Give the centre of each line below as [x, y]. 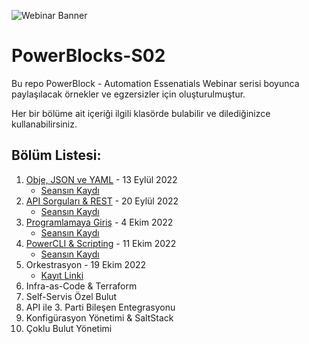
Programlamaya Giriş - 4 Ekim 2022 [99, 222]
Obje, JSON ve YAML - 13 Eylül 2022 [101, 179]
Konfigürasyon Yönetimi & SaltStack [99, 317]
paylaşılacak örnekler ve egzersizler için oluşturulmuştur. [128, 94]
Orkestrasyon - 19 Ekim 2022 [86, 264]
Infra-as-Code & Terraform [81, 286]
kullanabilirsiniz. [44, 124]
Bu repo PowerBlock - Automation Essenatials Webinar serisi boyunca [155, 83]
